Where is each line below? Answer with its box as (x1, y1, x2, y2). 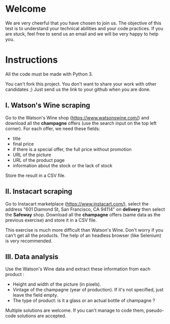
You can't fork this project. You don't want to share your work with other (5, 81, 157, 87)
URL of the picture (12, 152, 51, 158)
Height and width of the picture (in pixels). (12, 281, 101, 287)
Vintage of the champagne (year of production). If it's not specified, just (12, 287, 164, 293)
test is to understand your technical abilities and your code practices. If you (5, 25, 164, 31)
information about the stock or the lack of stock (12, 162, 113, 168)
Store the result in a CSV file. (5, 172, 66, 179)
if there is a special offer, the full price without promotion (12, 146, 132, 152)
